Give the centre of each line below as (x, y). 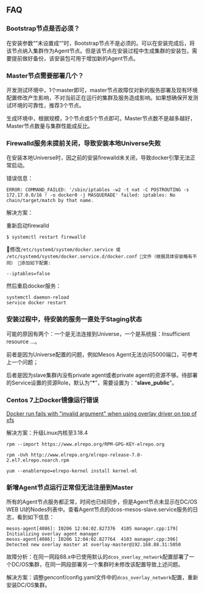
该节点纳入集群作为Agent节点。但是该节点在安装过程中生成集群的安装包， (99, 51)
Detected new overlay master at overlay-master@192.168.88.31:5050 (94, 545)
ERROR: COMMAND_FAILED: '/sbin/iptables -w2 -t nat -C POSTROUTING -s (98, 190)
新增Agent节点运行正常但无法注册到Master (70, 487)
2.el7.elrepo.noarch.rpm (38, 460)
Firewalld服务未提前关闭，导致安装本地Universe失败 (84, 143)
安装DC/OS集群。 (28, 585)
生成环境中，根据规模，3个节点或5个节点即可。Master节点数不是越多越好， (101, 118)
